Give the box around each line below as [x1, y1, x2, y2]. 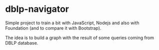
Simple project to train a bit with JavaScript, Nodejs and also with [5, 20, 139, 26]
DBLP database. [5, 40, 38, 46]
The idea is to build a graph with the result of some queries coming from [5, 35, 154, 41]
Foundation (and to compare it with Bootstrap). [5, 25, 101, 31]
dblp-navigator [5, 3, 69, 15]
